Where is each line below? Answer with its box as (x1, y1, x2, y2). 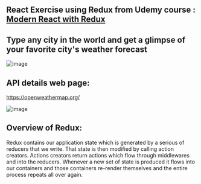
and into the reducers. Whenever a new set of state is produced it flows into (6, 158, 195, 165)
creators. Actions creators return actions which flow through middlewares (6, 151, 190, 159)
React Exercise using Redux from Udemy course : (6, 5, 196, 15)
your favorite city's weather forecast (6, 44, 148, 54)
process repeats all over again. (6, 171, 83, 178)
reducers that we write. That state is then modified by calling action (6, 145, 174, 153)
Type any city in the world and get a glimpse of (6, 34, 186, 45)
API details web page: (6, 78, 90, 88)
